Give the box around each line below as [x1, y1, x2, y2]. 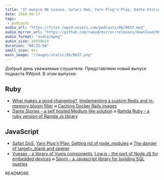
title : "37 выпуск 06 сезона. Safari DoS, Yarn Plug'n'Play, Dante [5, 7, 145, 12]
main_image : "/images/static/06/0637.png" [5, 52, 93, 57]
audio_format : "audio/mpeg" [5, 35, 62, 39]
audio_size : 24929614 [5, 39, 49, 44]
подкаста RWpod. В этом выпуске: [5, 71, 77, 77]
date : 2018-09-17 [5, 12, 41, 17]
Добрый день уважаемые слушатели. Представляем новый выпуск [5, 66, 146, 72]
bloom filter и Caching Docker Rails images [30, 103, 117, 109]
